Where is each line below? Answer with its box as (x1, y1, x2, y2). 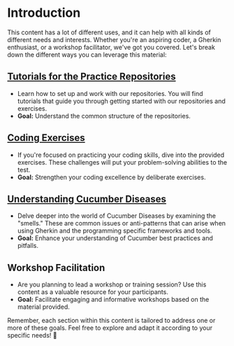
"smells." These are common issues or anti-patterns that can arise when (17, 219, 226, 228)
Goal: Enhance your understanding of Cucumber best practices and (17, 234, 213, 242)
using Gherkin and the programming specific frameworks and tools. (17, 226, 212, 235)
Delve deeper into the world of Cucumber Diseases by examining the (17, 212, 217, 220)
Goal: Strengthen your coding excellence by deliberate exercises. (17, 173, 206, 181)
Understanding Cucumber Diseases (7, 193, 166, 205)
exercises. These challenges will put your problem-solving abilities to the (17, 158, 228, 166)
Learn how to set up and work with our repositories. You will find (17, 89, 204, 97)
